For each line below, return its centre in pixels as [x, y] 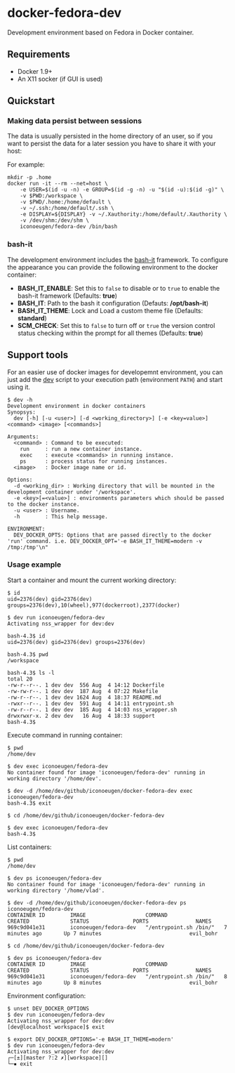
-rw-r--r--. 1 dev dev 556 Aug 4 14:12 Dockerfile [86, 685]
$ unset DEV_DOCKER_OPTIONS [48, 1008]
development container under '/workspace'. [72, 492]
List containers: [29, 847]
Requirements [39, 54]
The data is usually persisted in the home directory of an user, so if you [110, 136]
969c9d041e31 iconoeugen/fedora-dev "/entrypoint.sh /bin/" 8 [117, 976]
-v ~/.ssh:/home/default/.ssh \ [67, 209]
